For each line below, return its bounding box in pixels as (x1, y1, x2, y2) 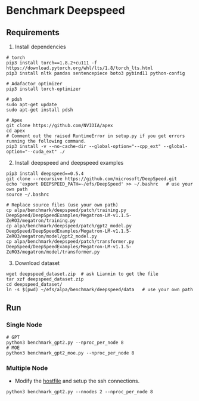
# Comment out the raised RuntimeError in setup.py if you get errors (6, 133, 185, 139)
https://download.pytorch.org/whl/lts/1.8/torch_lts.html (6, 65, 153, 71)
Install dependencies (14, 43, 67, 50)
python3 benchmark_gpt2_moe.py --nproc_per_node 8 (6, 350, 135, 356)
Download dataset (14, 260, 60, 266)
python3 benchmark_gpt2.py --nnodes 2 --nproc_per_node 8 (6, 388, 153, 394)
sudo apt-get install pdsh (6, 107, 73, 113)
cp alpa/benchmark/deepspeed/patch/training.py (6, 207, 127, 213)
